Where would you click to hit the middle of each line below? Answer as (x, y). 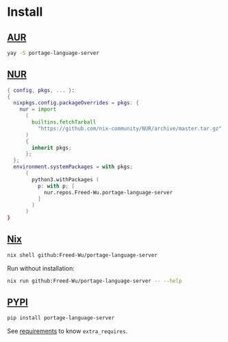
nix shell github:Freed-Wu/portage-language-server (82, 255)
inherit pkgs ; (52, 148)
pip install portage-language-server (61, 318)
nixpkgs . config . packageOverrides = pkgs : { (76, 103)
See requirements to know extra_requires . (67, 331)
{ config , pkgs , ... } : (41, 90)
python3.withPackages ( (65, 179)
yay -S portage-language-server (53, 53)
